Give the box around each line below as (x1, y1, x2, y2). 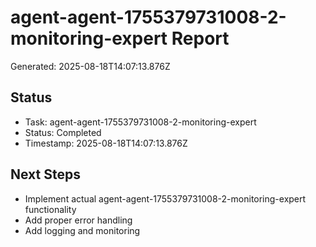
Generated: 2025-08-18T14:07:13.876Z (10, 60, 171, 72)
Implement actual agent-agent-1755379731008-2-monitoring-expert (24, 192, 307, 205)
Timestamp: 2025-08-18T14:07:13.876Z (24, 137, 188, 149)
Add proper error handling (24, 214, 133, 226)
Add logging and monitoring (24, 224, 141, 236)
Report (171, 27, 230, 50)
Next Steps (10, 166, 81, 183)
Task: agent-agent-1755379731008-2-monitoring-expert (24, 116, 257, 128)
